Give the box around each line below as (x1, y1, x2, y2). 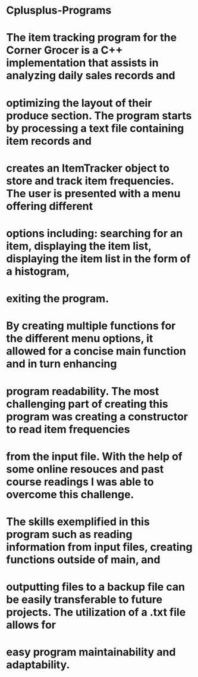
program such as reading (6, 527, 133, 541)
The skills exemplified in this (6, 515, 150, 528)
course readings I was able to (6, 475, 154, 489)
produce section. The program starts (6, 108, 192, 122)
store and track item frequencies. (6, 174, 174, 188)
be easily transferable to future (6, 593, 162, 607)
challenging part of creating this (6, 397, 168, 411)
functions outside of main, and (6, 552, 161, 566)
